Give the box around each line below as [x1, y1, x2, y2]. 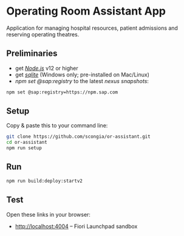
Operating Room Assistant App [6, 4, 166, 18]
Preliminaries [6, 49, 58, 59]
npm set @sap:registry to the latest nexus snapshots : [15, 77, 149, 84]
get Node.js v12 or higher [15, 64, 78, 72]
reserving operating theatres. [6, 30, 80, 38]
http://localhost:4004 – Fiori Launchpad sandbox [15, 223, 138, 230]
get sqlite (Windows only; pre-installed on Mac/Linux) [15, 71, 150, 78]
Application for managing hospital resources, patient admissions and [6, 24, 178, 32]
